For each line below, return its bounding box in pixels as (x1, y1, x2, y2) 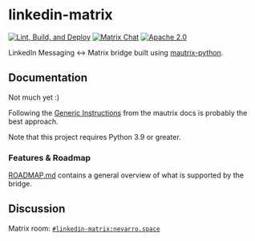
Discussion (8, 202, 66, 216)
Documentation (8, 71, 88, 85)
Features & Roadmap (8, 152, 91, 163)
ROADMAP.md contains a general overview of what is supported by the (8, 170, 245, 180)
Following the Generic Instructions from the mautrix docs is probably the (8, 108, 248, 117)
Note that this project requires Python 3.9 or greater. (8, 132, 182, 141)
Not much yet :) (8, 92, 60, 102)
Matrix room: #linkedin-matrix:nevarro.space (8, 223, 160, 233)
